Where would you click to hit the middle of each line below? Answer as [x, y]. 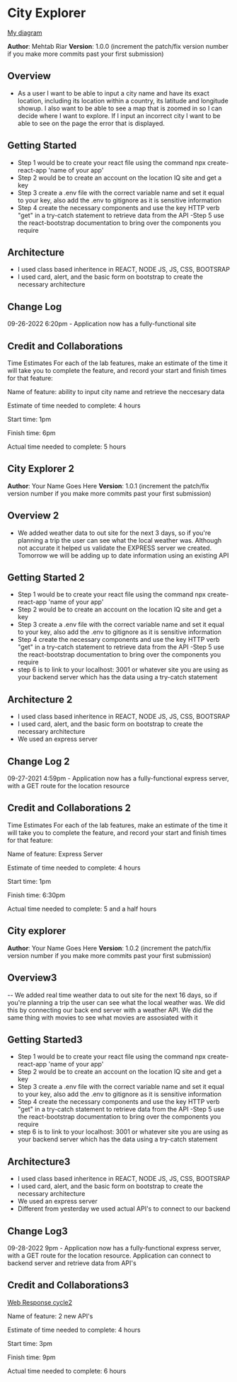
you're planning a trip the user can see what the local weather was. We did [116, 1002]
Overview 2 [33, 516]
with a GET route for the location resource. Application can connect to [109, 1255]
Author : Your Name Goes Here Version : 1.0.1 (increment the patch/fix [108, 485]
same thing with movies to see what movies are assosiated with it [103, 1018]
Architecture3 [39, 1162]
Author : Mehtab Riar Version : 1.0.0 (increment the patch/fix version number [118, 46]
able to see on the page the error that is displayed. [91, 123]
